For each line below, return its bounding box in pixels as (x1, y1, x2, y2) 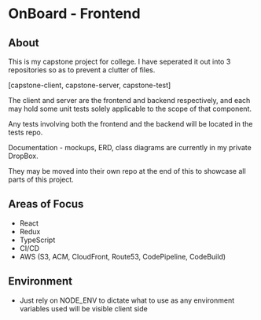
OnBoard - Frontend (8, 5, 141, 23)
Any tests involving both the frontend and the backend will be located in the (8, 120, 253, 128)
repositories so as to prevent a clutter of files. (8, 65, 156, 75)
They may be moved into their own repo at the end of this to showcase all (8, 167, 246, 175)
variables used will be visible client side (19, 303, 148, 313)
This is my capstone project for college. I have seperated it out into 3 (8, 57, 231, 66)
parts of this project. (8, 175, 75, 184)
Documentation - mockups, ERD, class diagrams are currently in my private (8, 143, 252, 152)
